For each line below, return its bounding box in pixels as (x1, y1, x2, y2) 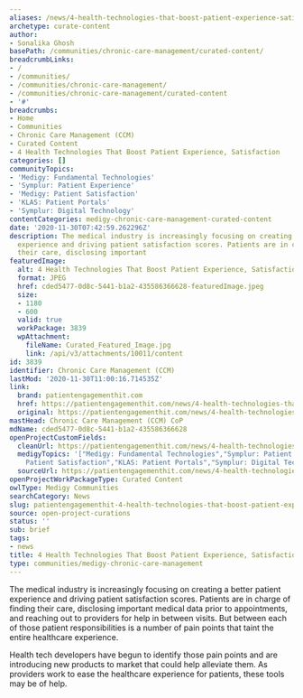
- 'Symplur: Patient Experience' (9, 181, 135, 191)
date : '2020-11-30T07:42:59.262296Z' (9, 223, 151, 232)
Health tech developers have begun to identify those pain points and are (9, 649, 278, 660)
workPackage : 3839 (17, 324, 87, 333)
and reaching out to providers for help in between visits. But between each (9, 612, 287, 623)
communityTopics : (9, 164, 75, 173)
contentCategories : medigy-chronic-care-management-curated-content (9, 214, 272, 224)
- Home (9, 114, 34, 123)
